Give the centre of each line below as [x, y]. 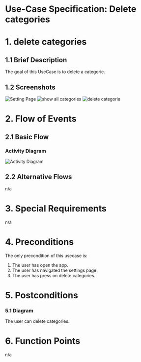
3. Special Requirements [56, 208]
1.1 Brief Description [36, 60]
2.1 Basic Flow [27, 137]
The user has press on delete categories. [54, 275]
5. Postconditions [42, 295]
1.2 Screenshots [30, 87]
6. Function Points [43, 341]
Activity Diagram [26, 151]
